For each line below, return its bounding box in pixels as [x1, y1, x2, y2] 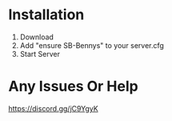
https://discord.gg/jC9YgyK [8, 103, 98, 113]
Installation [8, 6, 85, 24]
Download [19, 32, 54, 42]
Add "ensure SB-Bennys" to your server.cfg [19, 40, 164, 50]
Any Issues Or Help [8, 78, 138, 95]
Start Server [19, 49, 60, 58]
